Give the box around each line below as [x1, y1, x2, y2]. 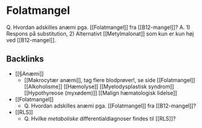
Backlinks [6, 54, 44, 64]
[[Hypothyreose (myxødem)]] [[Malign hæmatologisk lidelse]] [24, 89, 177, 97]
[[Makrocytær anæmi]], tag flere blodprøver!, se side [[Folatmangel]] [24, 76, 195, 83]
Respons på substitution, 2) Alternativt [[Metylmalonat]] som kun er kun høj [6, 30, 194, 37]
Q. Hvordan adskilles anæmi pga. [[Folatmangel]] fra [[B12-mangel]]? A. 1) [6, 24, 191, 31]
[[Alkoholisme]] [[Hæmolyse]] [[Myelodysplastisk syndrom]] [24, 83, 174, 90]
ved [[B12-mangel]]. [6, 36, 56, 43]
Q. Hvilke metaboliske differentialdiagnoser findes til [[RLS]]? [24, 115, 176, 122]
